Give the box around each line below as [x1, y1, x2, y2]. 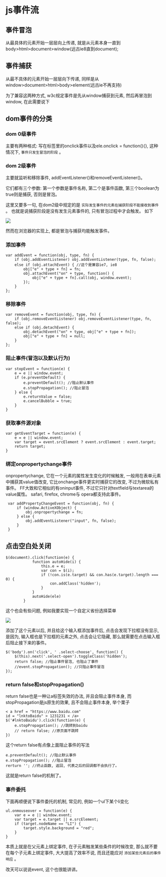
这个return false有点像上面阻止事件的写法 [5, 742, 90, 748]
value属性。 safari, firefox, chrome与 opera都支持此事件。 [5, 491, 124, 497]
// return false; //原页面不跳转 [14, 728, 79, 734]
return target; [14, 444, 46, 449]
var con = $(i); [41, 568, 75, 573]
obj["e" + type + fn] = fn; [23, 267, 81, 272]
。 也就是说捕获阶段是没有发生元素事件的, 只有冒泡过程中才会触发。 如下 [5, 208, 154, 214]
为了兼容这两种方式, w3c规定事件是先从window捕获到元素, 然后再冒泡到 [5, 92, 152, 98]
